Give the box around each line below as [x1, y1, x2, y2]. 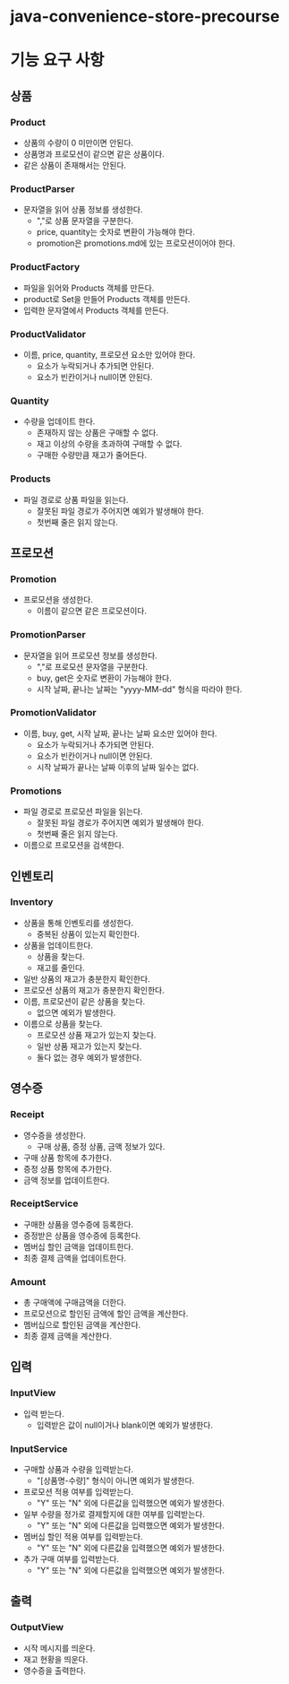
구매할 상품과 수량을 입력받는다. [22, 1464, 133, 1475]
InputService [10, 1442, 68, 1454]
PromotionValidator [10, 707, 97, 719]
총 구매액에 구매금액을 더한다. [22, 1298, 127, 1308]
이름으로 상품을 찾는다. [22, 1018, 103, 1029]
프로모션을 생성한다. [22, 595, 93, 605]
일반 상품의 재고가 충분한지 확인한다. [22, 973, 150, 984]
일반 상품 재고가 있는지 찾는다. [36, 1040, 142, 1051]
